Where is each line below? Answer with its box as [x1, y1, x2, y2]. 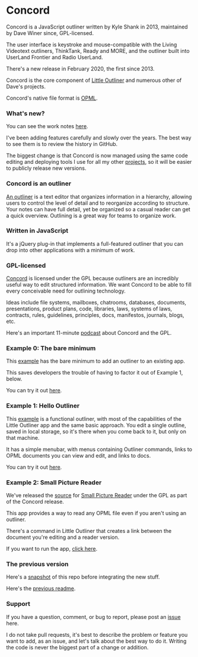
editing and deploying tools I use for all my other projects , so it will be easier [6, 158, 192, 166]
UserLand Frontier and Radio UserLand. [6, 53, 103, 61]
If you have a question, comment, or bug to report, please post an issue [6, 613, 181, 620]
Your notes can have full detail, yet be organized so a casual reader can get [6, 205, 191, 212]
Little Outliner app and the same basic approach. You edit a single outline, [6, 421, 187, 429]
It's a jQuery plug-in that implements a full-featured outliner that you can [6, 240, 184, 247]
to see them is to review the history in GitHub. [6, 141, 118, 148]
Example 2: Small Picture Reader [6, 478, 102, 487]
